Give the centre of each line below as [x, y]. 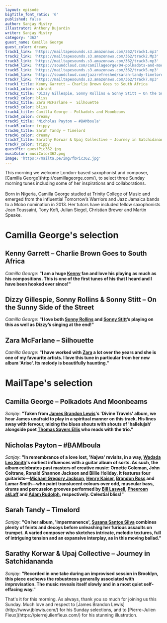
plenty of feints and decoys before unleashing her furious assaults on [79, 527]
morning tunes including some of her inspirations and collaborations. [76, 183]
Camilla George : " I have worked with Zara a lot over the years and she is [81, 352]
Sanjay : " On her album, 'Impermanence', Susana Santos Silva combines [81, 522]
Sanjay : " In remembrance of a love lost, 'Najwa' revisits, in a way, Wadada [83, 457]
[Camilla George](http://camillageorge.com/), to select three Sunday [75, 178]
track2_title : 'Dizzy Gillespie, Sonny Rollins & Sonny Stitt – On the [81, 93]
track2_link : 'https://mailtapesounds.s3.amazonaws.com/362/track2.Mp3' [82, 56]
